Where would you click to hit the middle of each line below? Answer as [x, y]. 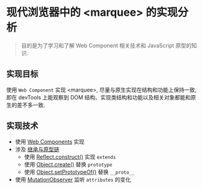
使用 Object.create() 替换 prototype [68, 164]
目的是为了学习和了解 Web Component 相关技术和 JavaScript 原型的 [106, 45]
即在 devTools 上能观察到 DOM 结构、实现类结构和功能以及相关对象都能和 [98, 97]
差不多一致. [31, 105]
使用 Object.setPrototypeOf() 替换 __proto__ [79, 172]
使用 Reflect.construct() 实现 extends [70, 157]
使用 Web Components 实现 [50, 141]
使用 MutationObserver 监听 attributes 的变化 [73, 179]
